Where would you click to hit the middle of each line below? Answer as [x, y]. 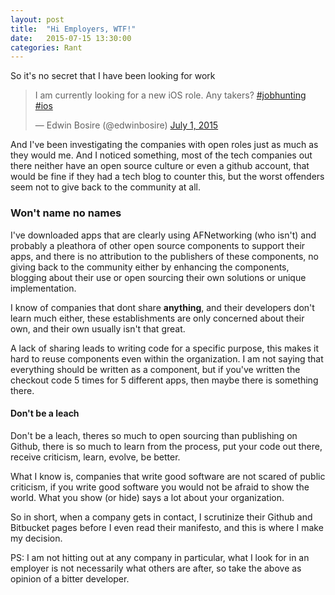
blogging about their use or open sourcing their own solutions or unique [158, 277]
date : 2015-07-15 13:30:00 [71, 38]
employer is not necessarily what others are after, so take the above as [156, 568]
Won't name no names [66, 213]
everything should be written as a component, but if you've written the [155, 369]
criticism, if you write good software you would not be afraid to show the [160, 487]
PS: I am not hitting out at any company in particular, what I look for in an [160, 557]
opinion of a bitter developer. [70, 578]
